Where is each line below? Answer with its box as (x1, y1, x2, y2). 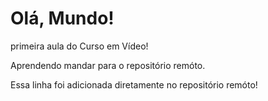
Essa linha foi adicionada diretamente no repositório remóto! (10, 78, 258, 91)
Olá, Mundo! (10, 7, 115, 30)
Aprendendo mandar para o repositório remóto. (10, 59, 206, 71)
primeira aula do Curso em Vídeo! (10, 40, 149, 52)
